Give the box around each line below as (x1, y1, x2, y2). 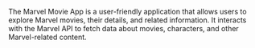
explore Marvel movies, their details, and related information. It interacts (8, 15, 247, 25)
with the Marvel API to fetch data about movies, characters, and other (8, 24, 239, 33)
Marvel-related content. (8, 32, 87, 42)
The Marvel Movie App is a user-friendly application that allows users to (8, 7, 247, 16)
